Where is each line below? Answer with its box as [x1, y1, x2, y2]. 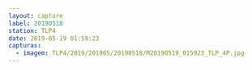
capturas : [8, 42, 42, 50]
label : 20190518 [8, 19, 63, 27]
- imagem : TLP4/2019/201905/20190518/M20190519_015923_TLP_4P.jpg [15, 49, 245, 57]
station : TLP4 [8, 27, 57, 35]
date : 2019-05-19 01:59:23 [8, 34, 100, 43]
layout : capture [8, 11, 63, 20]
